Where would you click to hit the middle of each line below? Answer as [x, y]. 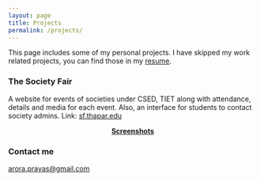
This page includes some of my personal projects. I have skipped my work [129, 53]
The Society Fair [40, 81]
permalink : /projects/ [45, 30]
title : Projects [35, 23]
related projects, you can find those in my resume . [90, 61]
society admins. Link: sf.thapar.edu [65, 115]
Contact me [31, 151]
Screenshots [133, 130]
